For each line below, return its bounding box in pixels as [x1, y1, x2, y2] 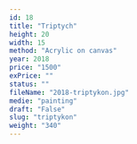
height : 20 [9, 30, 50, 38]
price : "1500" [9, 64, 62, 72]
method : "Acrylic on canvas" [9, 47, 117, 55]
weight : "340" [9, 122, 62, 131]
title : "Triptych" [9, 21, 77, 30]
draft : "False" [9, 105, 66, 114]
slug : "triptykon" [9, 113, 77, 122]
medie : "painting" [9, 96, 77, 106]
